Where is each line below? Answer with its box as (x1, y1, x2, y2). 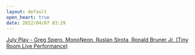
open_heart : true (6, 14, 50, 20)
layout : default (6, 8, 47, 15)
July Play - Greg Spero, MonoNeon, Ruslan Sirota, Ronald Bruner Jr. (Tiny (6, 36, 188, 44)
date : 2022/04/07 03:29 (6, 20, 66, 26)
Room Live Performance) (6, 42, 68, 50)
